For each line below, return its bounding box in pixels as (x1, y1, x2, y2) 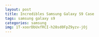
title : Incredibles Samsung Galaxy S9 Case (5, 12, 95, 16)
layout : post (5, 7, 32, 12)
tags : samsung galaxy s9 (5, 16, 55, 21)
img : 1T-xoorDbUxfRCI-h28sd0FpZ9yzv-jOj (5, 25, 88, 30)
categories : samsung (5, 20, 47, 25)
